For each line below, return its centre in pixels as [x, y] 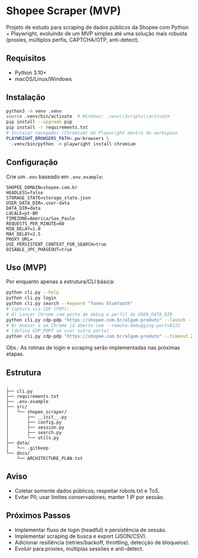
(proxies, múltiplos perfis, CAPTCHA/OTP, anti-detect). [73, 40]
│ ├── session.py [35, 428]
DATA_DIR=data [24, 208]
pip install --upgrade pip [39, 122]
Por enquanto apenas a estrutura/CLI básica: [60, 282]
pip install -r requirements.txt [47, 128]
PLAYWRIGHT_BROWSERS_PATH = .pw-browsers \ [58, 138]
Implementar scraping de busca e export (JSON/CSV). [81, 536]
